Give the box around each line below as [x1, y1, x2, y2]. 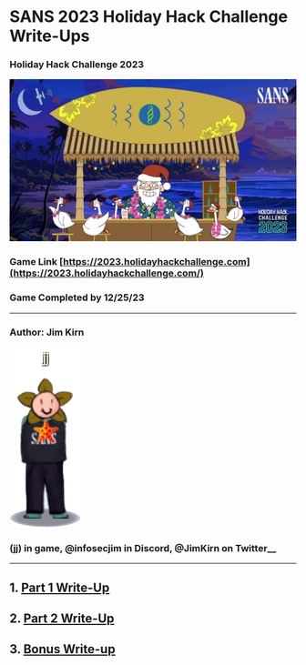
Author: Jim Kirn [9, 326, 85, 338]
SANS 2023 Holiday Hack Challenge [9, 6, 289, 27]
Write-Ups [9, 25, 90, 46]
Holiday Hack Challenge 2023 [9, 58, 144, 71]
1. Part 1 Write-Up [9, 579, 110, 595]
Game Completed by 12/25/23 [9, 291, 145, 304]
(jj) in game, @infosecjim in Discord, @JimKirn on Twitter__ [9, 541, 277, 554]
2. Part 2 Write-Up [9, 611, 115, 627]
